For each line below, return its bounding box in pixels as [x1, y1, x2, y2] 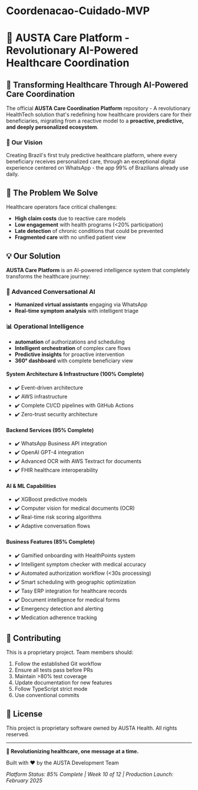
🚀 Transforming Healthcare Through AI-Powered [6, 80, 189, 90]
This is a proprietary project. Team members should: [6, 649, 134, 656]
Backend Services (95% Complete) [6, 426, 94, 433]
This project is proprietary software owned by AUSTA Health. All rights [6, 724, 177, 731]
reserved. [6, 731, 29, 738]
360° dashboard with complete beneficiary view [14, 357, 134, 364]
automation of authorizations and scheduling [14, 338, 125, 345]
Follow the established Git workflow [14, 661, 102, 668]
